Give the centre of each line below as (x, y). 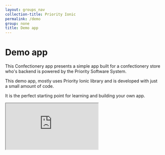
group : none (17, 23)
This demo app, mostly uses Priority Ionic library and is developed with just (81, 81)
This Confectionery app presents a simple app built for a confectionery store (83, 66)
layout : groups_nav (25, 10)
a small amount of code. (30, 86)
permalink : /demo (23, 19)
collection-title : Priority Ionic (41, 14)
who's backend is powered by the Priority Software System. (66, 72)
